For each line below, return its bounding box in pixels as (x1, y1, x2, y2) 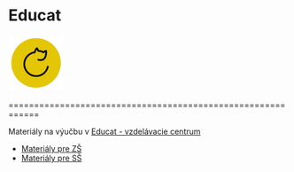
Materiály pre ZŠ (20, 143, 82, 153)
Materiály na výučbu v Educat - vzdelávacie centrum (8, 126, 201, 137)
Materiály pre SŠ (20, 152, 82, 163)
